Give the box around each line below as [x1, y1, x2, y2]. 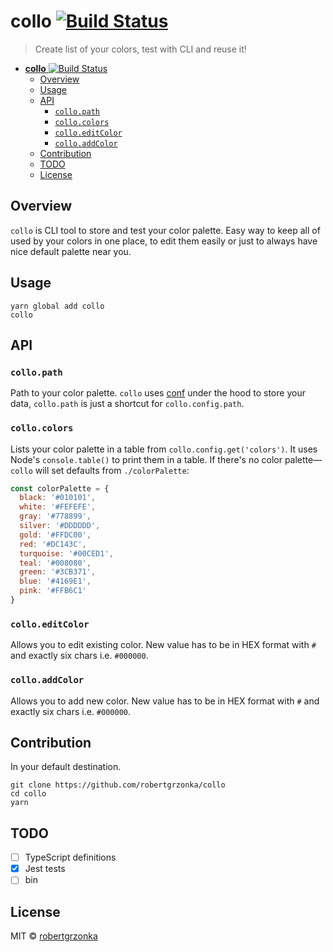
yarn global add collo [10, 301, 105, 311]
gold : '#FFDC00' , [19, 530, 92, 540]
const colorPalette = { [10, 483, 110, 494]
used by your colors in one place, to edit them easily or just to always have [10, 235, 318, 247]
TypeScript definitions [24, 851, 117, 864]
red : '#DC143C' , [19, 539, 87, 549]
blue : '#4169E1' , [19, 576, 92, 587]
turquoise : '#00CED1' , [19, 548, 114, 559]
